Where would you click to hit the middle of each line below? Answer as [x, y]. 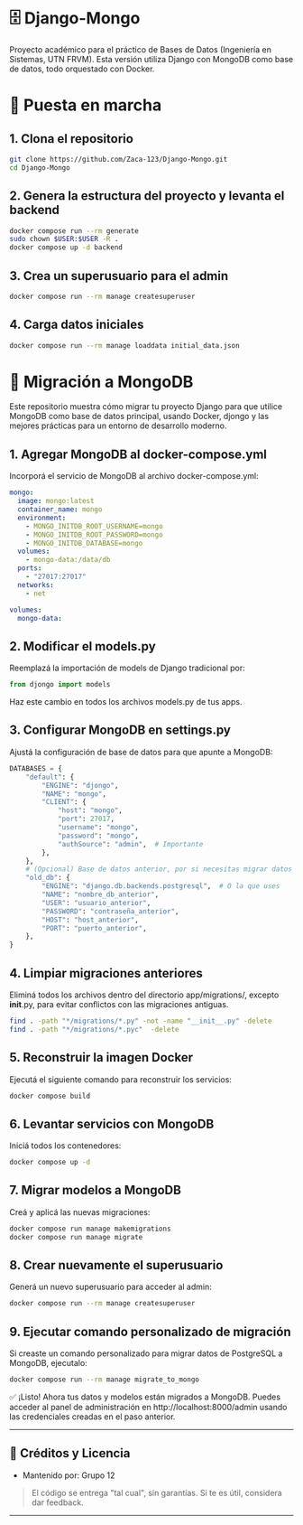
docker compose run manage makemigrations [90, 1229]
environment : [42, 518]
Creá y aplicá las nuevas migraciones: [80, 1212]
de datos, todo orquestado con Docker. [82, 69]
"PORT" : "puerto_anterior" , [94, 928]
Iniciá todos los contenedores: [65, 1146]
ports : [30, 568]
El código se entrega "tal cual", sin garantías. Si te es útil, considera [156, 1492]
